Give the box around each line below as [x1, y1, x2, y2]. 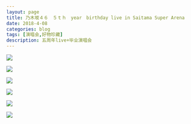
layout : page [6, 9, 40, 15]
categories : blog [6, 26, 51, 32]
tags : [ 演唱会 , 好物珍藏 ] [6, 32, 63, 38]
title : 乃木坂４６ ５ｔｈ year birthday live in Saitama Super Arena [6, 15, 185, 21]
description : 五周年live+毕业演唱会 [6, 37, 92, 43]
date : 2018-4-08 [6, 20, 48, 26]
